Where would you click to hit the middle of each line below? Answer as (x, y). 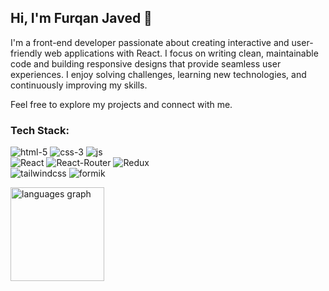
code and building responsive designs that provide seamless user (146, 63)
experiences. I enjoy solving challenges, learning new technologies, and (158, 74)
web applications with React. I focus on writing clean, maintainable (181, 53)
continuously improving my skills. (79, 85)
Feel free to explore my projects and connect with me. (121, 104)
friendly (26, 53)
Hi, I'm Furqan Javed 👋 (81, 18)
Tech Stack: (40, 130)
